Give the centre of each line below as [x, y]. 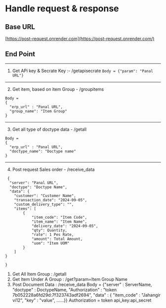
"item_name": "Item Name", [59, 222]
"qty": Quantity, [49, 230]
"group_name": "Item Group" [39, 111]
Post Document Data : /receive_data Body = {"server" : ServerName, [82, 284]
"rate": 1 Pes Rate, [53, 234]
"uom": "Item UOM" [50, 243]
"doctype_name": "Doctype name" [43, 151]
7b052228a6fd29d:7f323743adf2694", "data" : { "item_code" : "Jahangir [86, 295]
